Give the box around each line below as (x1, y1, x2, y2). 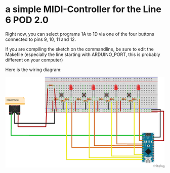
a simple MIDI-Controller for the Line (5, 4, 162, 15)
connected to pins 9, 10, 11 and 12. (5, 36, 76, 42)
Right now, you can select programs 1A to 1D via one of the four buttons (5, 31, 154, 37)
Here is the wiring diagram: (5, 67, 62, 73)
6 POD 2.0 (5, 14, 49, 26)
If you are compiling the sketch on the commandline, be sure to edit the (5, 46, 154, 52)
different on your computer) (5, 56, 63, 63)
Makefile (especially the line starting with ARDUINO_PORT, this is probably (5, 51, 160, 57)
